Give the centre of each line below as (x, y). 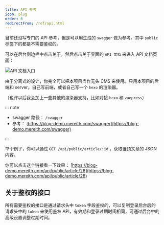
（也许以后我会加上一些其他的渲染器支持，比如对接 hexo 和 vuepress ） (76, 98)
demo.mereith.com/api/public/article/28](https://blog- (59, 171)
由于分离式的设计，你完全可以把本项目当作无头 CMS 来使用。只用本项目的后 (82, 81)
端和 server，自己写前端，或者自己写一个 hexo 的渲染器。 (63, 87)
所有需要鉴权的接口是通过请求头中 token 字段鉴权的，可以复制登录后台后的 (80, 205)
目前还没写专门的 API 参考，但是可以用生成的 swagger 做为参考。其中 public (82, 38)
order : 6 (14, 19)
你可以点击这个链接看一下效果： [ (39, 165)
